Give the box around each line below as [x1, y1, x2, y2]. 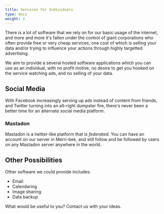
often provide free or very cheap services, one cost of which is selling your [5, 40, 157, 46]
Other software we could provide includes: [5, 169, 91, 175]
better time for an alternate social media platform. [5, 108, 105, 114]
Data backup [12, 194, 38, 200]
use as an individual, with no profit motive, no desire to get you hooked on [5, 65, 154, 71]
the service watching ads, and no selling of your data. [5, 71, 114, 76]
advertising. [5, 50, 29, 56]
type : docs [5, 12, 27, 17]
